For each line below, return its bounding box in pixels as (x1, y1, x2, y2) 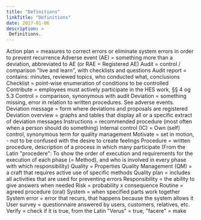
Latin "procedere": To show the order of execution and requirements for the (6, 150, 193, 157)
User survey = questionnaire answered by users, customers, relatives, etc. (6, 201, 190, 208)
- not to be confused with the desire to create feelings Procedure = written (6, 137, 191, 144)
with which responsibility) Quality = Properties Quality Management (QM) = (6, 163, 193, 170)
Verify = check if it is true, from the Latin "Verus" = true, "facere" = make (6, 207, 187, 215)
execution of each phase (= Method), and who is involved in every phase (6, 156, 187, 163)
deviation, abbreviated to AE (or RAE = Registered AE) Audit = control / (6, 61, 181, 68)
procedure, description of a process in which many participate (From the (6, 144, 186, 151)
